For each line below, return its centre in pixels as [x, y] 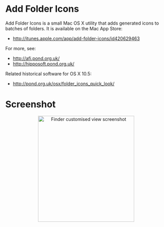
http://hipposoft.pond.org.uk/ [44, 64]
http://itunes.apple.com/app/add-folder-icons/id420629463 [76, 38]
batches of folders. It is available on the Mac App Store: [64, 28]
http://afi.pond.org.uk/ [36, 58]
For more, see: [20, 48]
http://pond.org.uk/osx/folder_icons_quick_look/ [64, 84]
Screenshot [30, 104]
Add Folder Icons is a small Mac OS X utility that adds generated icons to [82, 23]
